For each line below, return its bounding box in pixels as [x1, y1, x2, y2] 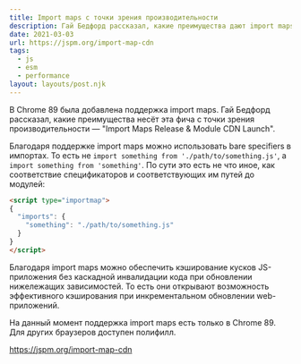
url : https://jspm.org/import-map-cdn [9, 38, 154, 47]
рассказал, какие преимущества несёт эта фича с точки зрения [9, 114, 255, 124]
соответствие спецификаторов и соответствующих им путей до [9, 169, 255, 180]
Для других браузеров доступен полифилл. [9, 326, 176, 337]
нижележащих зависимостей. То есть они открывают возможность [9, 281, 270, 292]
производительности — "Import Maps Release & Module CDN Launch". [9, 123, 276, 134]
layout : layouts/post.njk [9, 80, 106, 89]
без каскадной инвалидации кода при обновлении [58, 271, 253, 282]
